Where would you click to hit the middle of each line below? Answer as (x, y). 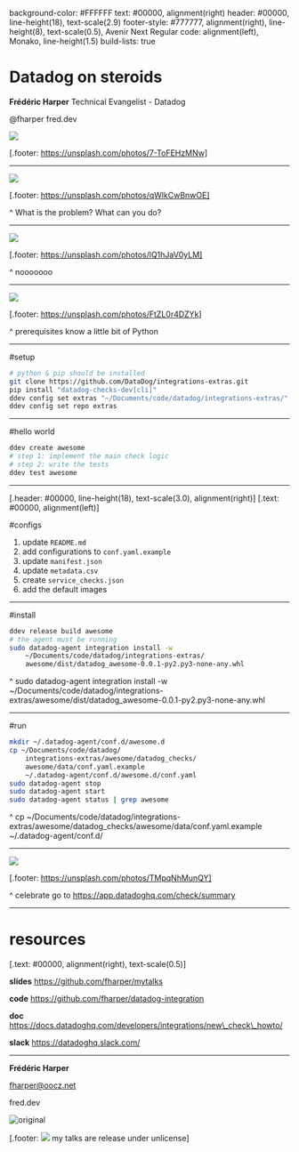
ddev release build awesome (61, 631)
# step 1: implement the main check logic (89, 456)
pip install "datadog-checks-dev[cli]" (83, 390)
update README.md (54, 542)
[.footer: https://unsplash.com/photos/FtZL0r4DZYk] (105, 314)
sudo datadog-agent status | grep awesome (89, 800)
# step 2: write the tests (59, 465)
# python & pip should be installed (77, 373)
